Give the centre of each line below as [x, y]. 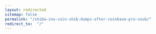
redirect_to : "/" [24, 24]
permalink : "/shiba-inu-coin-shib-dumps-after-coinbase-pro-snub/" [78, 19]
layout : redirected [26, 10]
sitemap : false [21, 14]
